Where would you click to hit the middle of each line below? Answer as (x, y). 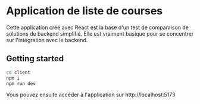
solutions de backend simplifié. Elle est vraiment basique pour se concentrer (100, 33)
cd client (18, 73)
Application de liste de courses (85, 11)
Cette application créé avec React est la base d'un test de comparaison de (98, 27)
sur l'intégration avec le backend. (47, 40)
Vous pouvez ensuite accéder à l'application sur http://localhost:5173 (91, 95)
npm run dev (21, 83)
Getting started (35, 59)
